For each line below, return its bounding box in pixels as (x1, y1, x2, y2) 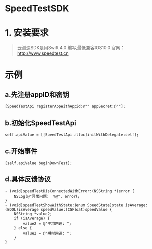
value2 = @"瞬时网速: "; (23, 231, 72, 236)
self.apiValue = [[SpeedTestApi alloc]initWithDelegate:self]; (5, 132, 139, 137)
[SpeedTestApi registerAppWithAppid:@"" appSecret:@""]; (5, 104, 126, 109)
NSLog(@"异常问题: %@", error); (14, 194, 80, 199)
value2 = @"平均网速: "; (23, 221, 72, 226)
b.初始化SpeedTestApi (5, 119, 76, 127)
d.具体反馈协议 (5, 175, 51, 184)
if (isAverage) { (14, 216, 50, 221)
